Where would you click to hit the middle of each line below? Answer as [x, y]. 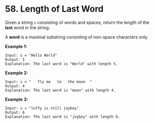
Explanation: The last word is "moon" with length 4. [61, 90]
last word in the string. [28, 27]
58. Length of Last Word [54, 9]
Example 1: [16, 46]
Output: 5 [15, 59]
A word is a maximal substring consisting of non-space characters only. [77, 37]
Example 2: [16, 73]
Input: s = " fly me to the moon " [48, 82]
